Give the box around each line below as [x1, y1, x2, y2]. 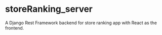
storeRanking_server [5, 3, 93, 15]
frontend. [5, 25, 24, 31]
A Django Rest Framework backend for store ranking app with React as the [5, 20, 157, 26]
